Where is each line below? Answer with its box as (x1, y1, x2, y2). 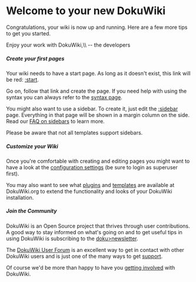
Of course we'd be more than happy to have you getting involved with (6, 264, 175, 271)
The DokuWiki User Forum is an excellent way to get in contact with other (6, 246, 184, 253)
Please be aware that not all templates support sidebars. (6, 129, 143, 136)
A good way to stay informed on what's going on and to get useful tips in (6, 228, 182, 235)
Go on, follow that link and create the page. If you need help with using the (6, 87, 187, 94)
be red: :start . (6, 76, 39, 83)
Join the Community (6, 208, 57, 215)
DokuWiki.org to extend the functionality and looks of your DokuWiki (6, 188, 172, 195)
